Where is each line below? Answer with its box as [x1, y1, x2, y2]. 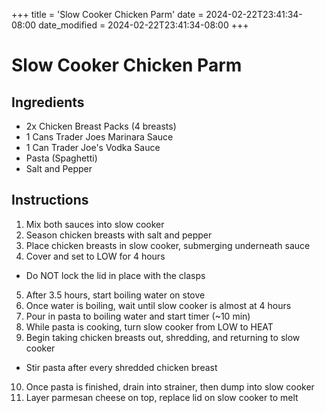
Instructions [11, 192, 89, 209]
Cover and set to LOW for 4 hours [25, 250, 166, 262]
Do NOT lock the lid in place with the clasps [25, 269, 206, 281]
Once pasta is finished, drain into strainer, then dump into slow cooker [25, 380, 315, 393]
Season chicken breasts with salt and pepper [25, 229, 213, 241]
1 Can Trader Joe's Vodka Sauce [25, 142, 161, 153]
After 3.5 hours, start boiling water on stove [25, 289, 206, 301]
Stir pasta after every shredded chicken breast [25, 361, 218, 373]
